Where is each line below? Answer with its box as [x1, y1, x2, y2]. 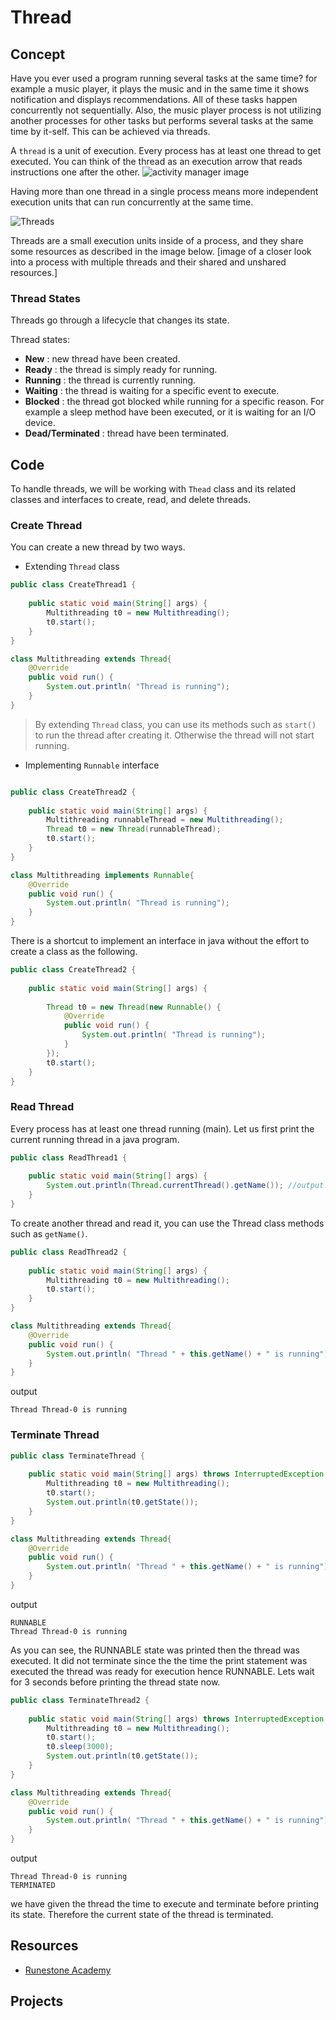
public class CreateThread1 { [10, 580, 137, 590]
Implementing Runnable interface [24, 759, 160, 771]
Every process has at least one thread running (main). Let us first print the [10, 1122, 315, 1135]
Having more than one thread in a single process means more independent [10, 186, 319, 197]
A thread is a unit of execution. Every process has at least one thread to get [10, 145, 322, 156]
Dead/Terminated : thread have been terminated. [24, 427, 230, 440]
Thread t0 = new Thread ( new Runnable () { [46, 1002, 222, 1012]
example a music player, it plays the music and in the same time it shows [10, 83, 310, 95]
